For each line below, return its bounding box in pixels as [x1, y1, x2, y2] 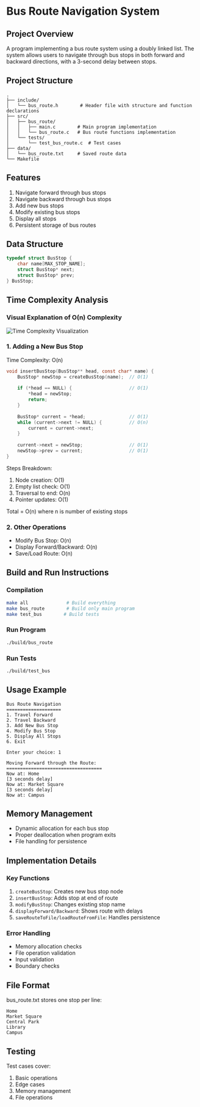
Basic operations [15, 1074, 58, 1081]
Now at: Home [6, 771, 40, 777]
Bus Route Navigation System [6, 4, 160, 18]
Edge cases [15, 1081, 45, 1088]
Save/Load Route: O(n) [15, 550, 73, 557]
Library [6, 1024, 26, 1031]
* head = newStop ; [28, 391, 72, 397]
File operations [15, 1094, 53, 1101]
